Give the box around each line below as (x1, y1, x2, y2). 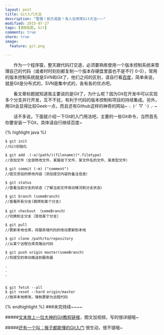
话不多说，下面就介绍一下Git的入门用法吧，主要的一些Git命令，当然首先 (13, 113, 158, 119)
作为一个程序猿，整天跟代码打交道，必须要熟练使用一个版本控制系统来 (13, 62, 155, 68)
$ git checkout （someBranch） (5, 209, 68, 214)
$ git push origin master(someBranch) (5, 250, 84, 255)
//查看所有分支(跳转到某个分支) (5, 199, 62, 204)
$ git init (5, 139, 27, 144)
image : (5, 39, 19, 44)
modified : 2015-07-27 (5, 21, 49, 26)
